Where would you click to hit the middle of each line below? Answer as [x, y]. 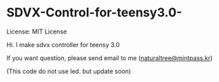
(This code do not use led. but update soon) [69, 71]
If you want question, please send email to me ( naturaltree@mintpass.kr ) [109, 58]
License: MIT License [36, 31]
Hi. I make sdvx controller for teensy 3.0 [63, 44]
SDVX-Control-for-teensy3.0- [94, 13]
